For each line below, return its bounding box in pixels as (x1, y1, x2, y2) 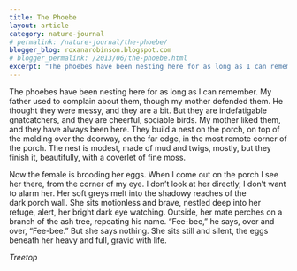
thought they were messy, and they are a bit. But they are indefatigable (9, 105, 268, 116)
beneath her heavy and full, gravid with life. (9, 235, 168, 245)
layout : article (9, 21, 69, 30)
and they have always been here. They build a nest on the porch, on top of (9, 124, 280, 134)
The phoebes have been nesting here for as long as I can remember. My (9, 86, 272, 97)
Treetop (9, 252, 38, 262)
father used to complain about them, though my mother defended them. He (9, 95, 284, 106)
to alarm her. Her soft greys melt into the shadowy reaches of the (9, 187, 247, 199)
